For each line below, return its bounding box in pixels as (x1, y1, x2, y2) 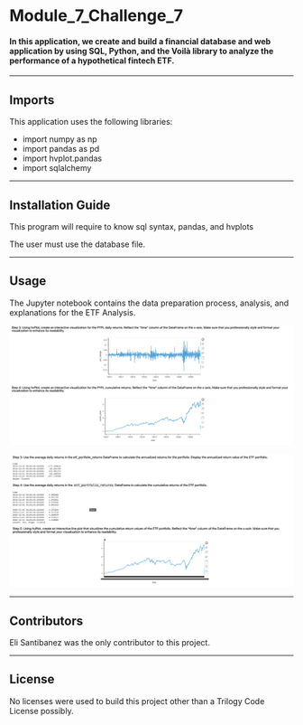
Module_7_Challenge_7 (9, 5, 183, 26)
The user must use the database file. (9, 239, 146, 250)
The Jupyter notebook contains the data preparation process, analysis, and (9, 297, 289, 308)
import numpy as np (22, 134, 97, 145)
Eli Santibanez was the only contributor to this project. (9, 637, 210, 648)
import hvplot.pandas (22, 153, 103, 164)
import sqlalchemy (22, 163, 92, 174)
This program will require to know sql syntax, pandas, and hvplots (9, 221, 254, 232)
